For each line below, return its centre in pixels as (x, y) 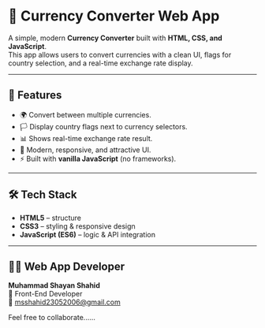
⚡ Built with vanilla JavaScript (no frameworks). (98, 158)
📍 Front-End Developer (45, 294)
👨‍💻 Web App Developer (67, 266)
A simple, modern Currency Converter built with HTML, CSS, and (115, 38)
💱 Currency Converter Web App (114, 16)
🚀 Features (35, 95)
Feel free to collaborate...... (52, 318)
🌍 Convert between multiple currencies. (85, 114)
